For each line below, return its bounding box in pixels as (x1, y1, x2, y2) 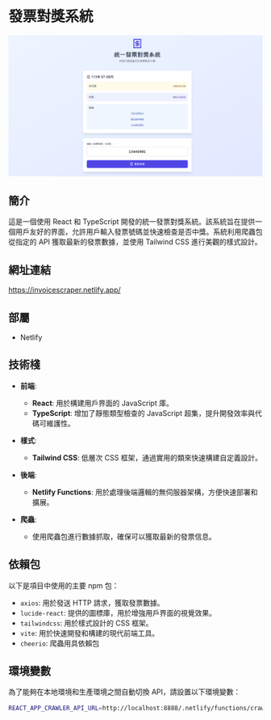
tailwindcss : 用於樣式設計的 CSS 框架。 (19, 618, 153, 628)
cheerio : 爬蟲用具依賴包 (19, 638, 99, 648)
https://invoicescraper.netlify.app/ (8, 285, 121, 295)
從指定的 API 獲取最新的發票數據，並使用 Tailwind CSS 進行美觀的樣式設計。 (8, 237, 262, 247)
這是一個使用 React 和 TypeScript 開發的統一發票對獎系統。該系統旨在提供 (8, 217, 256, 227)
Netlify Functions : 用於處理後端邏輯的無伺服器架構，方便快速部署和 (31, 487, 258, 497)
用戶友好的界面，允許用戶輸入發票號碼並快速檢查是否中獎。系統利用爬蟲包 (15, 227, 263, 237)
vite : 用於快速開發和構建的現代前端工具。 (19, 628, 160, 637)
